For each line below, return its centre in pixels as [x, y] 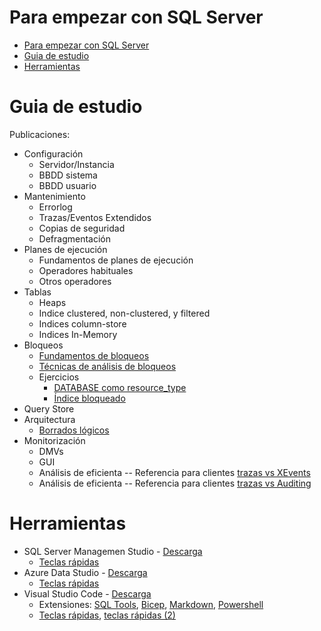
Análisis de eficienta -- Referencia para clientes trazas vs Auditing [175, 483]
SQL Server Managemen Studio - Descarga [113, 551]
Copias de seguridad [82, 228]
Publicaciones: [40, 134]
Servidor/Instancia [76, 164]
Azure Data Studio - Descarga [85, 572]
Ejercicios [59, 377]
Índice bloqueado [89, 398]
